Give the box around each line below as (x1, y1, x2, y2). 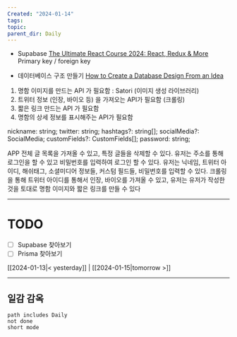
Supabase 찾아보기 (17, 241, 72, 249)
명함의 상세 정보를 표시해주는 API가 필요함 (17, 113, 133, 122)
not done (7, 318, 33, 325)
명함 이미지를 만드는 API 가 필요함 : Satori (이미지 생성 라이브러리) (17, 86, 200, 95)
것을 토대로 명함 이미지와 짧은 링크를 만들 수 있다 (7, 184, 141, 193)
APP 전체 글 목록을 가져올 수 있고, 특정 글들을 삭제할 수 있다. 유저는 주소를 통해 (7, 149, 224, 158)
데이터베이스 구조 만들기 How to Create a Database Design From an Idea (17, 71, 224, 80)
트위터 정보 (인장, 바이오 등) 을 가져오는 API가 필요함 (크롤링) (17, 95, 186, 104)
